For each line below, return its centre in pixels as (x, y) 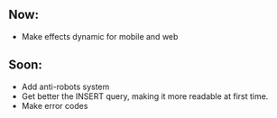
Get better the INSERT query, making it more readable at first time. (145, 96)
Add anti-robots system (65, 86)
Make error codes (55, 105)
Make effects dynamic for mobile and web (100, 36)
